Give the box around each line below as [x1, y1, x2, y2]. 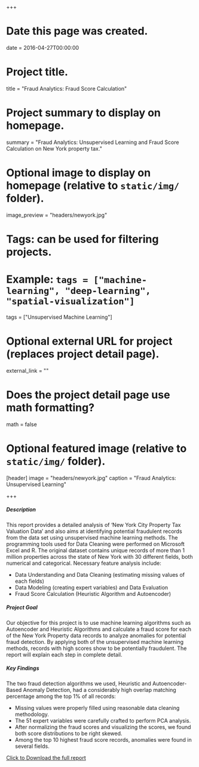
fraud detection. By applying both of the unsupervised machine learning [6, 638, 184, 645]
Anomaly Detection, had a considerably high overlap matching [23, 686, 176, 693]
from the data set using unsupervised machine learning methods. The [6, 534, 178, 541]
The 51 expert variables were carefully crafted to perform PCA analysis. [14, 717, 191, 724]
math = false [6, 421, 37, 428]
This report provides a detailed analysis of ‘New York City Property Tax [6, 521, 181, 528]
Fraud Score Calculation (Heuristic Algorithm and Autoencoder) [14, 590, 172, 597]
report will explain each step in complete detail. [6, 651, 123, 658]
